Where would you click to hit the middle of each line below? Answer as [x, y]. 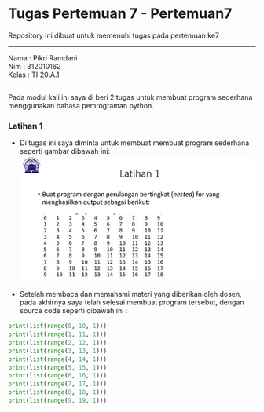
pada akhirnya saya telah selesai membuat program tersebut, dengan [132, 302]
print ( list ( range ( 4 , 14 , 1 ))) [58, 359]
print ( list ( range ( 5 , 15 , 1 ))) [58, 367]
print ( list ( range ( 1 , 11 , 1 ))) [58, 334]
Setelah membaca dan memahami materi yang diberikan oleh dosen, [130, 294]
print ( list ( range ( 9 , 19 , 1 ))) [58, 401]
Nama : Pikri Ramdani [43, 58]
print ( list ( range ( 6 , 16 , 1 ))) [58, 376]
